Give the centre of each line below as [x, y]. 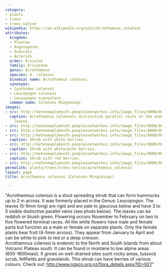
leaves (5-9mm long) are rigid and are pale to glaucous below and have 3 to [83, 206]
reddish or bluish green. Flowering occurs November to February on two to [82, 217]
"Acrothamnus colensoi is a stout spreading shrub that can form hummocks [83, 196]
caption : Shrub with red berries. [45, 158]
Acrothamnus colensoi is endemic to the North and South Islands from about [83, 243]
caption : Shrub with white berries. [47, 140]
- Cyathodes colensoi [32, 89]
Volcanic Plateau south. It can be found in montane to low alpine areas [77, 249]
